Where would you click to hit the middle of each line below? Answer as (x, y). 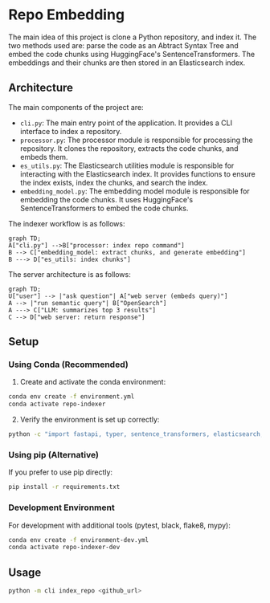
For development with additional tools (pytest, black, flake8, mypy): (119, 525)
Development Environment (61, 507)
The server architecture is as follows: (70, 274)
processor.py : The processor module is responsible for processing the (136, 140)
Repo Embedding (67, 15)
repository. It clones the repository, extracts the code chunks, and (129, 148)
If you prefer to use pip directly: (61, 472)
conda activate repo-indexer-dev (64, 548)
